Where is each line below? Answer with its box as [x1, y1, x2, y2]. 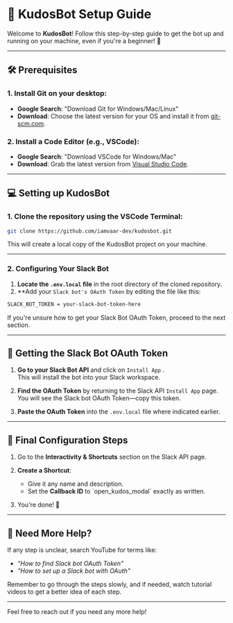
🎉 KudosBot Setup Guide [7, 6, 152, 22]
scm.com [17, 119, 44, 127]
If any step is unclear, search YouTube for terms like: [7, 546, 157, 554]
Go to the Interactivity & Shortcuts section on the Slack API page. [17, 452, 207, 462]
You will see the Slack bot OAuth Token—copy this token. [17, 394, 182, 402]
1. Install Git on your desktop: [7, 88, 107, 98]
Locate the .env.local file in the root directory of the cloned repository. [17, 280, 223, 288]
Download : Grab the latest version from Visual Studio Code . [17, 159, 189, 168]
